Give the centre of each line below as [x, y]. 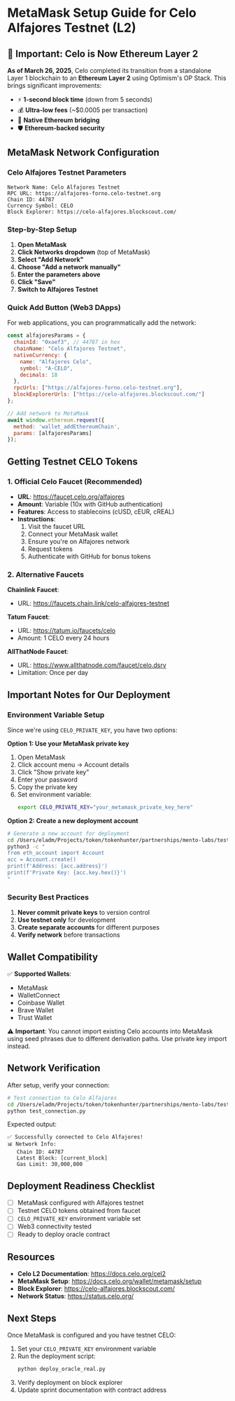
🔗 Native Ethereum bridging [58, 120]
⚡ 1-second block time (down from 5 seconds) [85, 99]
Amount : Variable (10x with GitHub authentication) [90, 504]
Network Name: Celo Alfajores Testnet [64, 187]
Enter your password [48, 779]
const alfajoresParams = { [47, 336]
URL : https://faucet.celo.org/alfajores [71, 497]
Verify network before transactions [69, 935]
